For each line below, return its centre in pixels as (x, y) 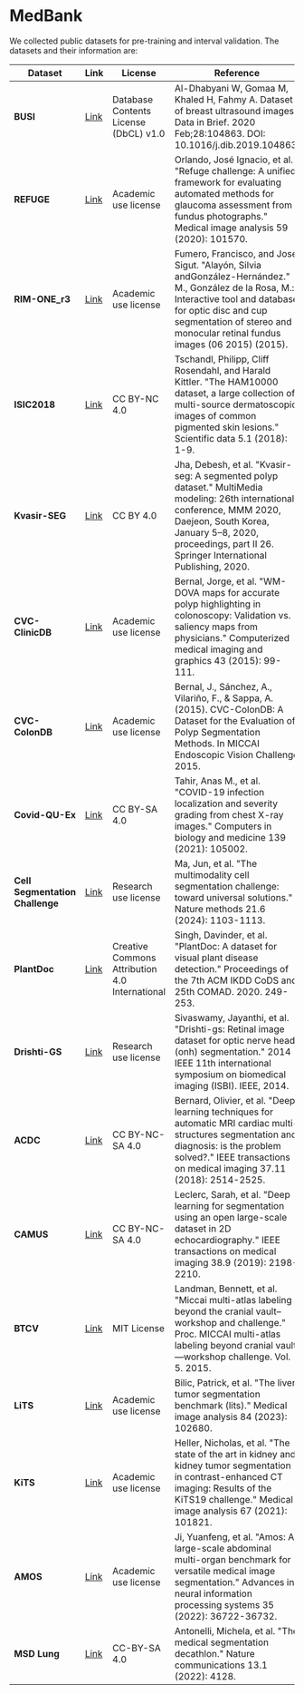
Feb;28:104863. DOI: (220, 133)
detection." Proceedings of (232, 969)
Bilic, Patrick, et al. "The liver (235, 1382)
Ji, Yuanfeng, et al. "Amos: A (234, 1536)
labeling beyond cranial (224, 1345)
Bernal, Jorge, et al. (216, 581)
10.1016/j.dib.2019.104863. (237, 144)
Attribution (135, 969)
